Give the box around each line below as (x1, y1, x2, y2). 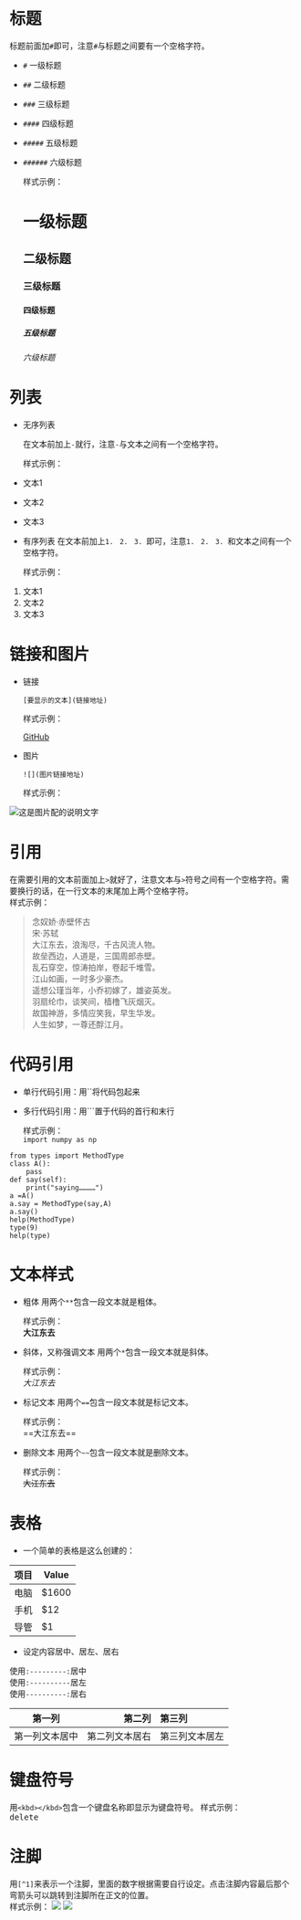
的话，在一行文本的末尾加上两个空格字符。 (33, 885, 193, 896)
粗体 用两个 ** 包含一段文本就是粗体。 (22, 1296, 162, 1306)
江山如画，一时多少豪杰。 (31, 973, 129, 984)
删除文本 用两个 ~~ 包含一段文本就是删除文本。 (22, 1446, 194, 1457)
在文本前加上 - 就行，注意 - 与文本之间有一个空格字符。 (22, 438, 223, 449)
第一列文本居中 (14, 1729, 79, 1742)
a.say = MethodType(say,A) (9, 1199, 112, 1208)
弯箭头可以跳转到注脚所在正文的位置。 (9, 1889, 153, 1900)
